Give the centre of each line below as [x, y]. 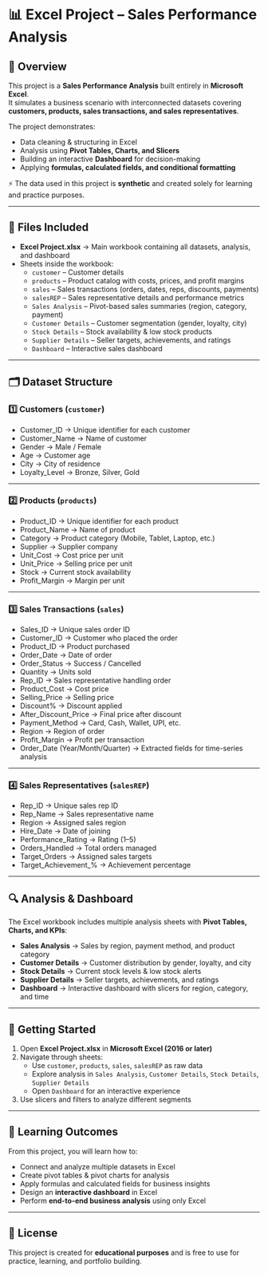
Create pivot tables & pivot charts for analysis [95, 1175]
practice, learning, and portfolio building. [75, 1260]
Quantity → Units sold [55, 672]
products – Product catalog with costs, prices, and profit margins [138, 280]
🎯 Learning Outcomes [63, 1132]
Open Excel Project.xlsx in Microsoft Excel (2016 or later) [116, 1049]
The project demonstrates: [52, 127]
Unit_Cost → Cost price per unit [71, 555]
